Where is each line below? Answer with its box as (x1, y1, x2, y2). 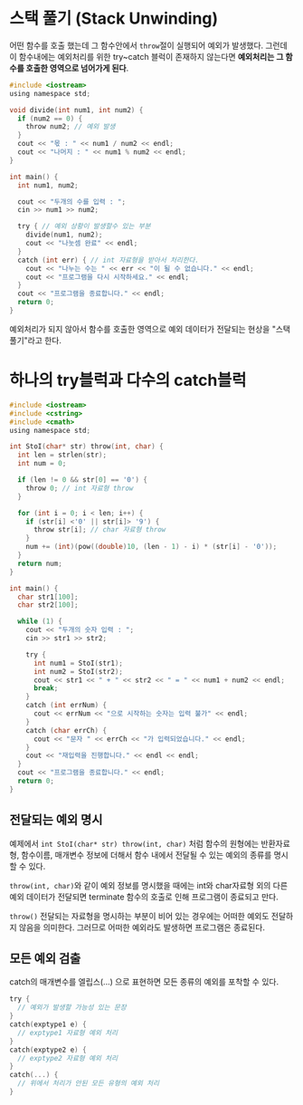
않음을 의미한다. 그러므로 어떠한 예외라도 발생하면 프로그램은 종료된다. (18, 921, 265, 933)
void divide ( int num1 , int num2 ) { (9, 105, 144, 114)
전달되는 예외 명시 (9, 812, 103, 828)
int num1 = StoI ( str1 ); (33, 658, 124, 668)
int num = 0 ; (17, 459, 67, 468)
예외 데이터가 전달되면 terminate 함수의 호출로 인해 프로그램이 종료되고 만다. (9, 891, 279, 902)
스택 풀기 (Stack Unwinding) (9, 8, 219, 29)
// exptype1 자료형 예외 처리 (17, 1028, 118, 1037)
